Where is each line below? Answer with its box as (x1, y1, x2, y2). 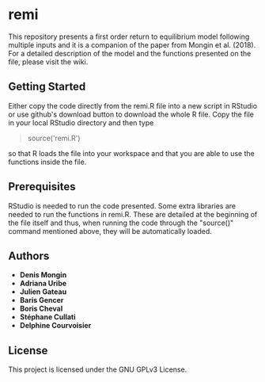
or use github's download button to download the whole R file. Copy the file (8, 109, 255, 119)
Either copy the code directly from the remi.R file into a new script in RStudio (8, 101, 258, 110)
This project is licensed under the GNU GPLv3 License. (8, 365, 187, 374)
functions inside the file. (8, 157, 87, 166)
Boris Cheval (19, 304, 63, 314)
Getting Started (8, 80, 86, 94)
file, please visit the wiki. (8, 57, 89, 67)
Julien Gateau (19, 287, 67, 296)
